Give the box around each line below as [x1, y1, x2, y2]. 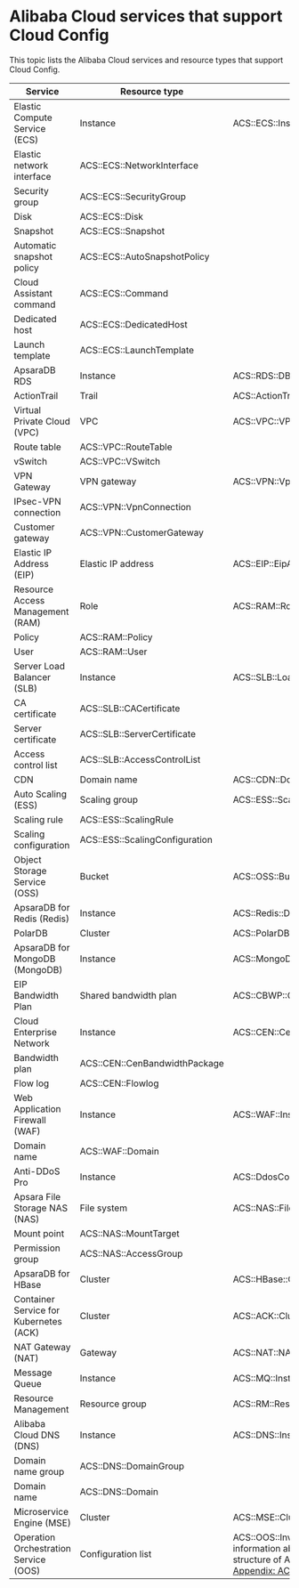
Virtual [13, 403, 42, 416]
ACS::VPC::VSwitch [79, 455, 161, 467]
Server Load [13, 660, 65, 672]
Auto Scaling [13, 788, 68, 800]
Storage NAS [13, 1202, 69, 1214]
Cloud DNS [13, 1429, 61, 1441]
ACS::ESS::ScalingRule [79, 813, 174, 825]
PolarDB [13, 927, 48, 939]
